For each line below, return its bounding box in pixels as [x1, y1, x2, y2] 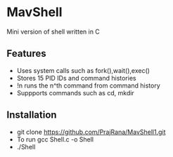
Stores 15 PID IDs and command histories [16, 74, 136, 82]
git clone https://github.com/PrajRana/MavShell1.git [16, 128, 166, 136]
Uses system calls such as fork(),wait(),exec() [16, 66, 150, 74]
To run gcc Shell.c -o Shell [16, 135, 94, 144]
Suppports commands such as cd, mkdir [16, 88, 134, 97]
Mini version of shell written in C [6, 27, 100, 36]
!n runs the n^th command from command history [16, 81, 160, 90]
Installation [6, 109, 57, 121]
